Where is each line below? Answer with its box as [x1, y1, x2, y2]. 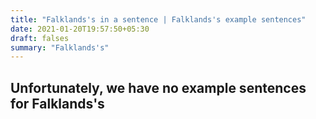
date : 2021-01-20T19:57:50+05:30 [10, 24, 150, 34]
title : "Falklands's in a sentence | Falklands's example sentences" [10, 14, 307, 25]
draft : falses [10, 33, 70, 43]
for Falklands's [10, 95, 105, 112]
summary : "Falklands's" [10, 42, 110, 53]
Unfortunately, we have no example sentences [10, 79, 307, 96]
